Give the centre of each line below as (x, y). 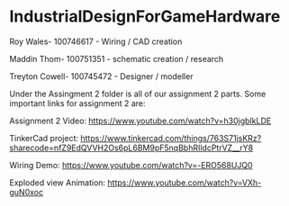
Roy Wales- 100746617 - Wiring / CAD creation (96, 41)
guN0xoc (26, 192)
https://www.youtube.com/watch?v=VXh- (185, 183)
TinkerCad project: (44, 138)
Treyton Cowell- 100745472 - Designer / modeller (101, 76)
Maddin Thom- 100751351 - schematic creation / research (117, 58)
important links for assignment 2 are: (77, 103)
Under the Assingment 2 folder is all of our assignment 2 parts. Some (138, 94)
